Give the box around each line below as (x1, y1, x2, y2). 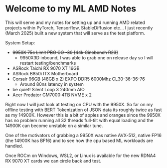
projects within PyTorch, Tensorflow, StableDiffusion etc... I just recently (5, 24, 153, 30)
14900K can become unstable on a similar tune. (5, 123, 103, 129)
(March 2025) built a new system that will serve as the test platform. (5, 30, 146, 36)
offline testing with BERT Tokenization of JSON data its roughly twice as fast (5, 107, 162, 113)
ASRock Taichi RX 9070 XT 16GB (12, 65, 80, 71)
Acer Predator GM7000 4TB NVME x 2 (12, 92, 92, 98)
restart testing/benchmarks (19, 60, 76, 66)
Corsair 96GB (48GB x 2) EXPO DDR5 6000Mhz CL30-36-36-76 (12, 76, 146, 82)
